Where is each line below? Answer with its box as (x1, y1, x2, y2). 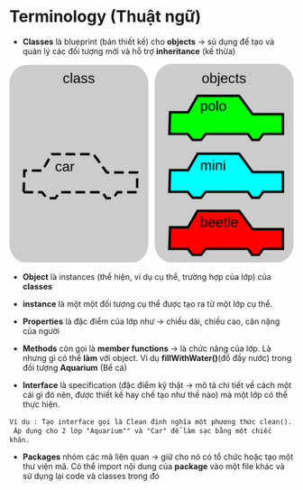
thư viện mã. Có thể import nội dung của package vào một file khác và (22, 461, 286, 472)
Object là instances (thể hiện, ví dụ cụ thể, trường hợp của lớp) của (22, 272, 272, 282)
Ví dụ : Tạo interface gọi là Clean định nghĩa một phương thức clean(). (9, 418, 293, 427)
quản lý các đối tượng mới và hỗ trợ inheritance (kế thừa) (22, 45, 236, 56)
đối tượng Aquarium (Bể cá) (22, 363, 128, 374)
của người (22, 326, 60, 337)
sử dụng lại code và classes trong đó (22, 471, 160, 482)
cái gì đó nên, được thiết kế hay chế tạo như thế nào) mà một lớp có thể (22, 390, 289, 401)
